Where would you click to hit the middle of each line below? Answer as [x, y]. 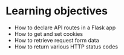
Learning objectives [57, 11]
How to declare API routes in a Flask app [65, 27]
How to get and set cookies [48, 33]
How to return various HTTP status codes [66, 47]
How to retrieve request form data [57, 40]
